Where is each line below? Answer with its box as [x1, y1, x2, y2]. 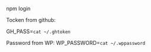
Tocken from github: [6, 17, 56, 23]
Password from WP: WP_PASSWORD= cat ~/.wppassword [6, 40, 146, 46]
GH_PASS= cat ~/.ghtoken [6, 28, 71, 35]
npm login [6, 5, 31, 12]
